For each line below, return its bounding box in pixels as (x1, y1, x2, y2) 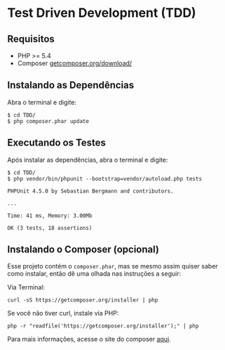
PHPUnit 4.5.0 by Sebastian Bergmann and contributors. (7, 188, 174, 195)
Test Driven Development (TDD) (7, 5, 196, 21)
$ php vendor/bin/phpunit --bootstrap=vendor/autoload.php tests (7, 175, 202, 182)
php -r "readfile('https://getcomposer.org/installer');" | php (7, 323, 199, 330)
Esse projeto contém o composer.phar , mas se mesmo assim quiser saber (7, 262, 219, 271)
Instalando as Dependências (7, 79, 135, 91)
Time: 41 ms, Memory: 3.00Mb (7, 212, 93, 219)
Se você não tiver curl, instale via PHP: (7, 309, 119, 318)
